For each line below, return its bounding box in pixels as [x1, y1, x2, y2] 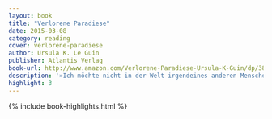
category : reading [8, 34, 70, 43]
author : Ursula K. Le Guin [8, 49, 100, 57]
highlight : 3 [8, 79, 53, 87]
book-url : [8, 64, 42, 72]
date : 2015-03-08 [8, 27, 67, 35]
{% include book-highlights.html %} [8, 101, 128, 111]
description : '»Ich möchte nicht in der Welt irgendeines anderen [8, 72, 237, 80]
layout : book [8, 11, 53, 20]
